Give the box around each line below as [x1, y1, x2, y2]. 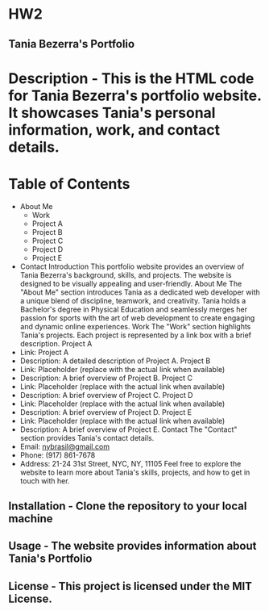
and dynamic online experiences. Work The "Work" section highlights [19, 321, 251, 331]
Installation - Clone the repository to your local [8, 500, 247, 513]
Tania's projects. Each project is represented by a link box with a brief [19, 330, 252, 340]
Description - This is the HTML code [8, 69, 255, 87]
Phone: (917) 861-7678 [19, 450, 96, 460]
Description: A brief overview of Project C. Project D [19, 390, 193, 400]
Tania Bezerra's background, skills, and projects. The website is [19, 270, 232, 279]
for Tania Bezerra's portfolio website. [8, 86, 262, 105]
